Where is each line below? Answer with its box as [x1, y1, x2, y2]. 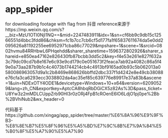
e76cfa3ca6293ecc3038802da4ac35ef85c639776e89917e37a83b [5, 75, 144, 81]
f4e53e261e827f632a [117, 53, 162, 59]
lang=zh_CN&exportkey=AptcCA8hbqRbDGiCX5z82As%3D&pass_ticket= [11, 85, 162, 91]
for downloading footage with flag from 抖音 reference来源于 [5, 21, 131, 27]
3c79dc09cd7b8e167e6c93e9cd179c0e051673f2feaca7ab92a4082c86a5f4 [5, 58, 162, 64]
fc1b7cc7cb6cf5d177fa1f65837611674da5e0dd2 [65, 37, 163, 43]
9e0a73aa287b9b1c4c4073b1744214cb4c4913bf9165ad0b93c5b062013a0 [5, 64, 161, 70]
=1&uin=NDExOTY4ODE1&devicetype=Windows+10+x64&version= [5, 80, 143, 86]
